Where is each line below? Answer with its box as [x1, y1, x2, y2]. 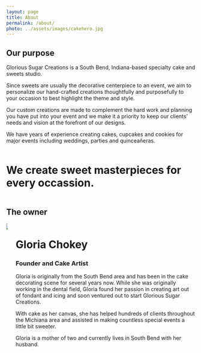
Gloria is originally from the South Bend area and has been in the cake [16, 273, 189, 280]
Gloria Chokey [16, 238, 88, 251]
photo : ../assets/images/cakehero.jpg [6, 25, 103, 32]
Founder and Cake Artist [16, 259, 89, 268]
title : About [6, 14, 39, 20]
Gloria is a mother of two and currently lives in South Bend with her [16, 334, 182, 342]
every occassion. [6, 176, 95, 190]
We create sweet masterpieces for [6, 164, 182, 177]
